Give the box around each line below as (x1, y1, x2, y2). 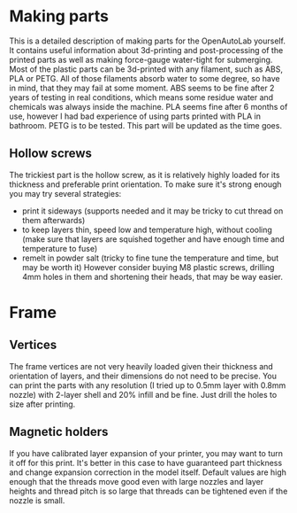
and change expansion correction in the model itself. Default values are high (9, 467, 287, 478)
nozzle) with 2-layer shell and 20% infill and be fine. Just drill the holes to (9, 389, 278, 400)
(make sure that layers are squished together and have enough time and (21, 233, 285, 245)
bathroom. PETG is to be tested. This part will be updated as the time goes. (9, 120, 283, 130)
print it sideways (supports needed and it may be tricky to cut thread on (21, 206, 284, 216)
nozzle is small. (9, 494, 65, 506)
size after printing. (9, 399, 76, 409)
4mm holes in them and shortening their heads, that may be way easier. (21, 271, 284, 282)
